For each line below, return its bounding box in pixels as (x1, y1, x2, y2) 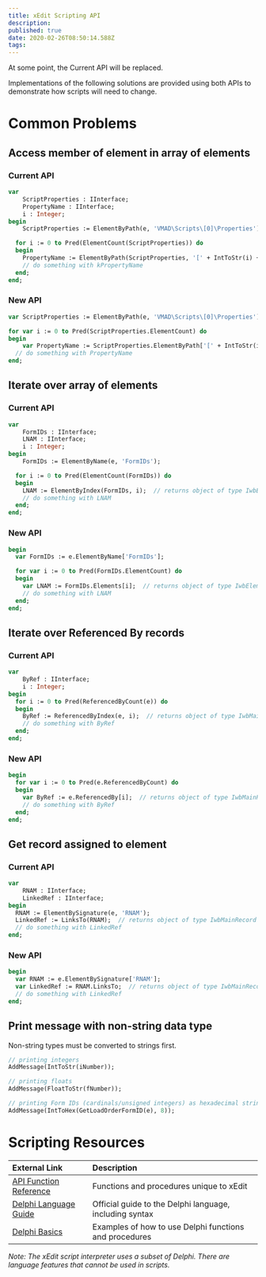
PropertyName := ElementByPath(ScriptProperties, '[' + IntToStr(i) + (22, 254, 260, 262)
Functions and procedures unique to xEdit (92, 1180, 248, 1191)
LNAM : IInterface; (22, 435, 87, 443)
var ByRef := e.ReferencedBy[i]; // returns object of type (22, 793, 228, 801)
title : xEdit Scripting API (8, 11, 101, 20)
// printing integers (8, 1055, 80, 1064)
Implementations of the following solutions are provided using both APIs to (8, 79, 252, 88)
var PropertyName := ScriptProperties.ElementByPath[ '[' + (22, 342, 222, 350)
